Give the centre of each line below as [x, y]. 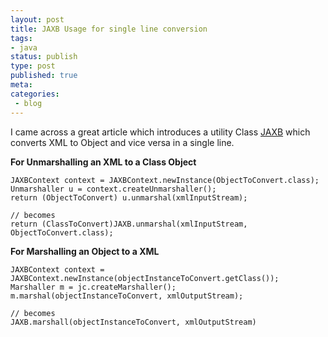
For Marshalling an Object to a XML [85, 251]
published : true [44, 76]
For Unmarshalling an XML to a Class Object [103, 162]
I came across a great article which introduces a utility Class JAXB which [160, 132]
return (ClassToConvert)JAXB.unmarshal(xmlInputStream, [129, 224]
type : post [33, 66]
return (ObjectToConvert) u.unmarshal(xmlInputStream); [129, 197]
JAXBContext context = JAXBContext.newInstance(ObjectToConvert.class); [165, 180]
